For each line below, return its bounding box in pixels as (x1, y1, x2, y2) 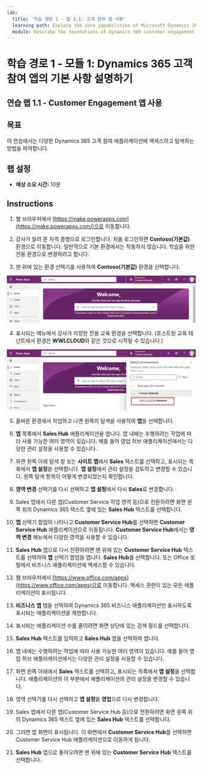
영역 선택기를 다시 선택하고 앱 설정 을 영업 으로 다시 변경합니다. (15, 695, 159, 702)
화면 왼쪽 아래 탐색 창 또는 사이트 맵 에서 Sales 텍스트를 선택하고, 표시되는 (15, 458, 188, 465)
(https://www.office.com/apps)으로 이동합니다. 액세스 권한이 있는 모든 (15, 581, 183, 588)
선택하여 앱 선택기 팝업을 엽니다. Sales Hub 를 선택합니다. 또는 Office (26, 554, 189, 561)
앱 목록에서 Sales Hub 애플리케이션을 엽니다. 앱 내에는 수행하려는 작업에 (15, 429, 185, 437)
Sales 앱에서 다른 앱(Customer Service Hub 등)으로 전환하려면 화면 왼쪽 (15, 708, 186, 715)
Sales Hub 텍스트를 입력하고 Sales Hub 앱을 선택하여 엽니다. (15, 635, 160, 642)
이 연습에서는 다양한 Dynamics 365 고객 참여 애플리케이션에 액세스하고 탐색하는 (7, 137, 194, 144)
